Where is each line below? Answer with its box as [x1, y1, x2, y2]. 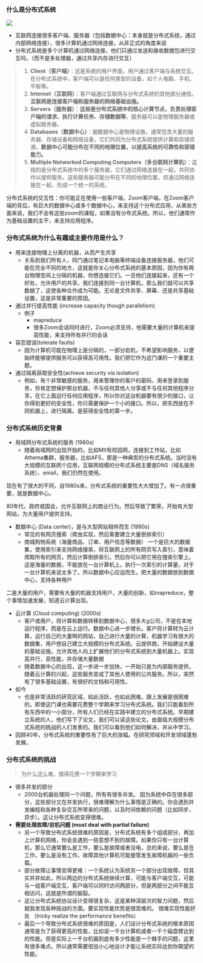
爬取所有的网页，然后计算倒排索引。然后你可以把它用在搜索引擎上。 [24, 553, 195, 560]
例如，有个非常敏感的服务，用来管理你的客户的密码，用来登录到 [24, 377, 184, 384]
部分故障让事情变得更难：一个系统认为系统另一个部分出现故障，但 [24, 867, 189, 874]
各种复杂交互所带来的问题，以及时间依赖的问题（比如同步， [45, 806, 195, 814]
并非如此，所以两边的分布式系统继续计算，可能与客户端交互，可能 [29, 874, 195, 882]
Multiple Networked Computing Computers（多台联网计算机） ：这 [30, 159, 198, 166]
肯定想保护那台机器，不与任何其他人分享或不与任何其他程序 [40, 384, 189, 391]
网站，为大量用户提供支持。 [6, 510, 76, 517]
